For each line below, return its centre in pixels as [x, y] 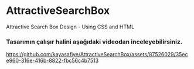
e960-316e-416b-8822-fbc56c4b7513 [52, 61]
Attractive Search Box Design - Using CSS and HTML [70, 27]
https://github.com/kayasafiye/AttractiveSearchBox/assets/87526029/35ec [97, 55]
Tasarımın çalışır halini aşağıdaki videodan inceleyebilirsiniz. [94, 42]
